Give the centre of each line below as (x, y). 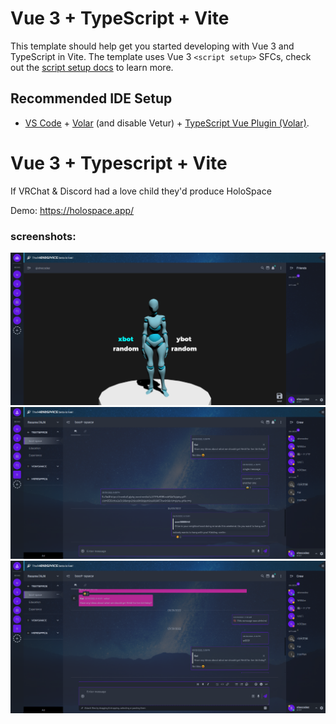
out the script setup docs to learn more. (92, 67)
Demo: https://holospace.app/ (72, 210)
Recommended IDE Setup (91, 98)
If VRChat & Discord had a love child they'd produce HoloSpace (141, 191)
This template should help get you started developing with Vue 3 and (152, 46)
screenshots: (43, 236)
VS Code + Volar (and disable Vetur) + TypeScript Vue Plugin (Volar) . (167, 123)
